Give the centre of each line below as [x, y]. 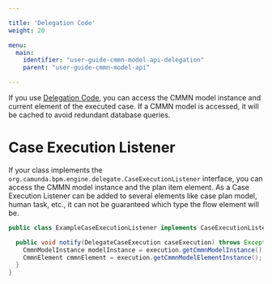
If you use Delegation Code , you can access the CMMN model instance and [135, 97]
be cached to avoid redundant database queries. [89, 115]
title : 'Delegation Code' [52, 23]
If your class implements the [55, 170]
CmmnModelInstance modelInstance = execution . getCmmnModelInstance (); [144, 250]
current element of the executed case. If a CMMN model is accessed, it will [134, 106]
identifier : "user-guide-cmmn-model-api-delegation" [114, 60]
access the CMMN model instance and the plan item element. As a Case [129, 187]
